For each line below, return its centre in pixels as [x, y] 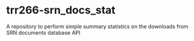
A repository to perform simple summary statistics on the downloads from [97, 26]
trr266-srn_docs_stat [61, 10]
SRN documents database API [43, 32]
